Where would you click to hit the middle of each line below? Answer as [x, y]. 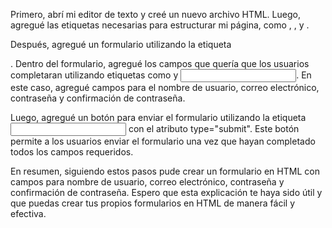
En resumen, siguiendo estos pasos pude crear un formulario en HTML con [165, 171]
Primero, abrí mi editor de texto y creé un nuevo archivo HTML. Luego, [155, 14]
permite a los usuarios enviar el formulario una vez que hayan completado [163, 141]
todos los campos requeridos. [72, 152]
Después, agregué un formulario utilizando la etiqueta [121, 44]
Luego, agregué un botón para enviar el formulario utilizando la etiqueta [158, 117]
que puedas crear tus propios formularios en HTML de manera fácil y [152, 203]
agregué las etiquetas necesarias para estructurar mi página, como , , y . [160, 25]
